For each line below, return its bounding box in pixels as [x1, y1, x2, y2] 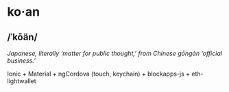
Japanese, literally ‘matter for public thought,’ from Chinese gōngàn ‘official [7, 49, 223, 57]
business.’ [7, 57, 36, 65]
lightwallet [7, 77, 36, 85]
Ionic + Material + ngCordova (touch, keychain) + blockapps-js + [7, 70, 191, 78]
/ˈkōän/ [7, 31, 38, 43]
